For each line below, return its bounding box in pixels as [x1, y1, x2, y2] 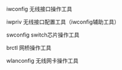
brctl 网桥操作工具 [6, 44, 52, 51]
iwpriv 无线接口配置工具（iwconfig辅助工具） [6, 18, 120, 26]
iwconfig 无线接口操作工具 [6, 5, 73, 12]
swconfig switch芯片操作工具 [6, 31, 80, 38]
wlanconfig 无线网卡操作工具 [6, 57, 79, 64]
